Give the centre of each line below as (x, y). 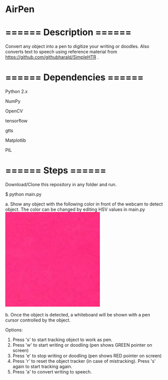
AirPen (20, 9)
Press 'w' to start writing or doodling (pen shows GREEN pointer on (82, 345)
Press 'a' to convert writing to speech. (52, 372)
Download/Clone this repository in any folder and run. (61, 184)
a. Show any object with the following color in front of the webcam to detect (84, 204)
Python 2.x (16, 91)
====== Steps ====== (56, 171)
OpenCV (14, 111)
